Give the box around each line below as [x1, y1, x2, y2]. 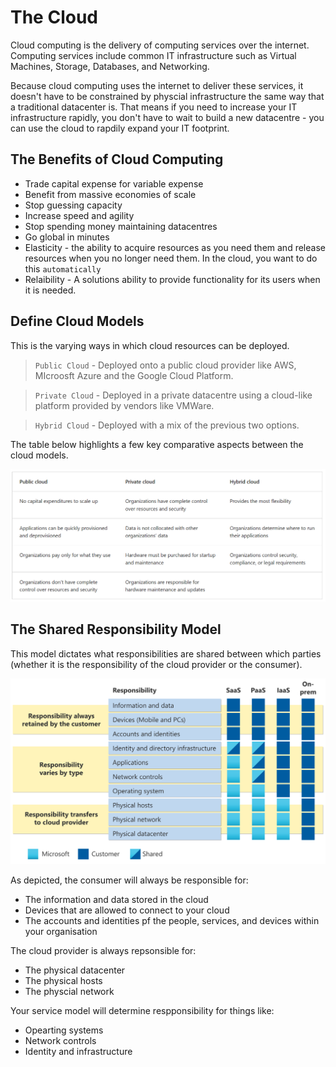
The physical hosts [24, 975, 103, 987]
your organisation [24, 926, 98, 938]
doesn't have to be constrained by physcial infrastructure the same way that [10, 90, 325, 102]
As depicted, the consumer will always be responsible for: [10, 874, 249, 886]
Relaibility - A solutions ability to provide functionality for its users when [24, 273, 321, 285]
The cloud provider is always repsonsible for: [10, 945, 197, 957]
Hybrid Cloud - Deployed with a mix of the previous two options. [34, 419, 300, 431]
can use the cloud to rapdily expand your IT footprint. [10, 122, 230, 134]
